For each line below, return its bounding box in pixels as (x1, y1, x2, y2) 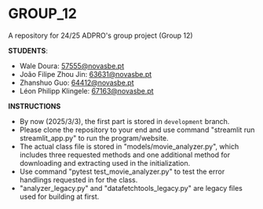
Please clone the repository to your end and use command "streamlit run (19, 125, 255, 134)
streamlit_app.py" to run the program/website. (19, 133, 169, 142)
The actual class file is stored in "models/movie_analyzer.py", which (19, 141, 239, 151)
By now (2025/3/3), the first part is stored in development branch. (19, 116, 230, 126)
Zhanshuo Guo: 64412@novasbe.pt (19, 78, 135, 87)
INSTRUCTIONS (8, 101, 61, 111)
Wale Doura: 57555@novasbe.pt (19, 60, 125, 71)
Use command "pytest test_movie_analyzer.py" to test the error (19, 167, 225, 176)
